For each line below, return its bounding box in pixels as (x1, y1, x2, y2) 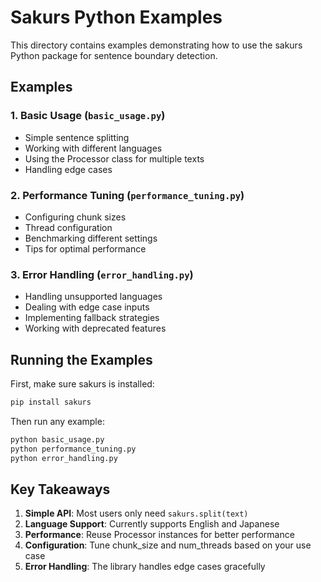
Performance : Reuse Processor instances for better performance (24, 529, 295, 541)
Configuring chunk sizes (24, 211, 127, 223)
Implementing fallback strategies (24, 312, 160, 324)
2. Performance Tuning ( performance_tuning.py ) (10, 188, 245, 202)
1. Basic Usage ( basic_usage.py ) (10, 109, 166, 123)
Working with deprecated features (24, 322, 167, 335)
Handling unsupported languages (24, 291, 163, 303)
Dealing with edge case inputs (24, 301, 150, 313)
